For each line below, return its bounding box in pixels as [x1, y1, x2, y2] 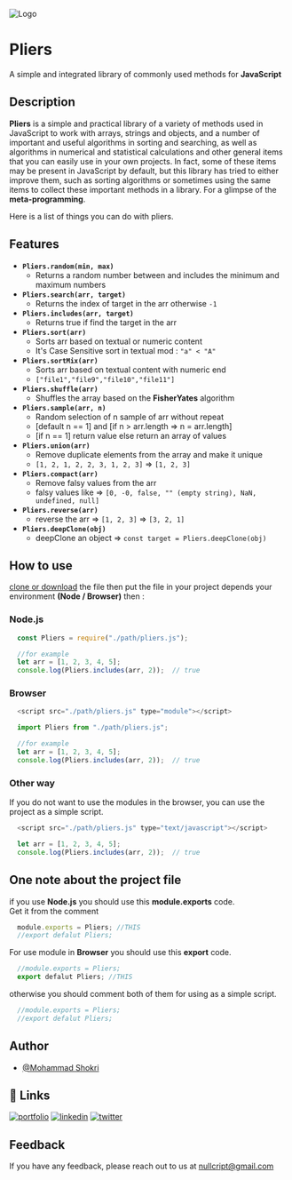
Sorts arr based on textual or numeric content [35, 336, 202, 347]
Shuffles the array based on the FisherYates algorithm [35, 392, 235, 403]
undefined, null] [35, 496, 100, 506]
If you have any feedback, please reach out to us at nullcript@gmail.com [9, 1160, 274, 1172]
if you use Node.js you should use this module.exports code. [9, 896, 235, 906]
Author [9, 1039, 49, 1054]
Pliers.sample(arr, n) [21, 403, 107, 412]
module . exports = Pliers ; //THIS [17, 922, 141, 932]
